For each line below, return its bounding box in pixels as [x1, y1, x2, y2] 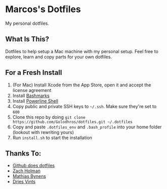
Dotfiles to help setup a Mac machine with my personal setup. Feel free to [5, 48, 159, 54]
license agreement [12, 87, 51, 93]
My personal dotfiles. [5, 20, 49, 26]
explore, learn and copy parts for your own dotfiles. [5, 54, 112, 60]
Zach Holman [12, 168, 41, 174]
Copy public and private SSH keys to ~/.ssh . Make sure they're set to [12, 103, 156, 109]
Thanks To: [5, 149, 41, 158]
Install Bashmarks [12, 92, 49, 99]
